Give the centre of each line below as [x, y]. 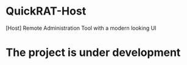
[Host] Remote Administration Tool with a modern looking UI [81, 28]
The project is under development [93, 53]
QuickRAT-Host [46, 11]
